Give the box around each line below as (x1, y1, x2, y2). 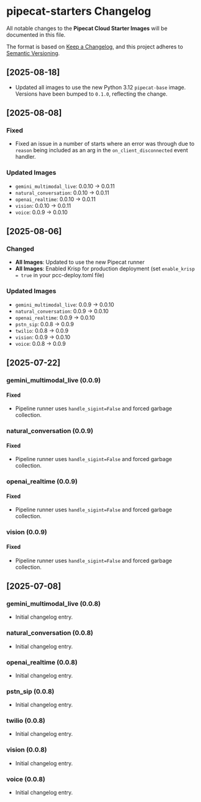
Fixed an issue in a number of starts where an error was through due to (15, 140, 195, 148)
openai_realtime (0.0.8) (6, 658, 78, 666)
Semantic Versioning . (6, 49, 60, 56)
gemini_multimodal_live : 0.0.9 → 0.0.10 (15, 300, 114, 308)
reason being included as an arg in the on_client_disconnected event (15, 147, 188, 154)
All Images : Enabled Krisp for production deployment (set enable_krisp (15, 265, 196, 272)
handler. (15, 153, 36, 161)
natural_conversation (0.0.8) (6, 628, 93, 637)
